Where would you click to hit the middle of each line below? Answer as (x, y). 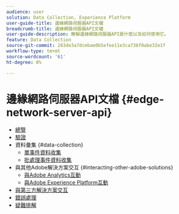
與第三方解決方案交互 (41, 190)
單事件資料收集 (42, 153)
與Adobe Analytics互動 (52, 175)
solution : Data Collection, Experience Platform (68, 17)
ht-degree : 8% (24, 62)
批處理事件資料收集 (48, 160)
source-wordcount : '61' (36, 57)
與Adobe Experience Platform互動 (66, 183)
